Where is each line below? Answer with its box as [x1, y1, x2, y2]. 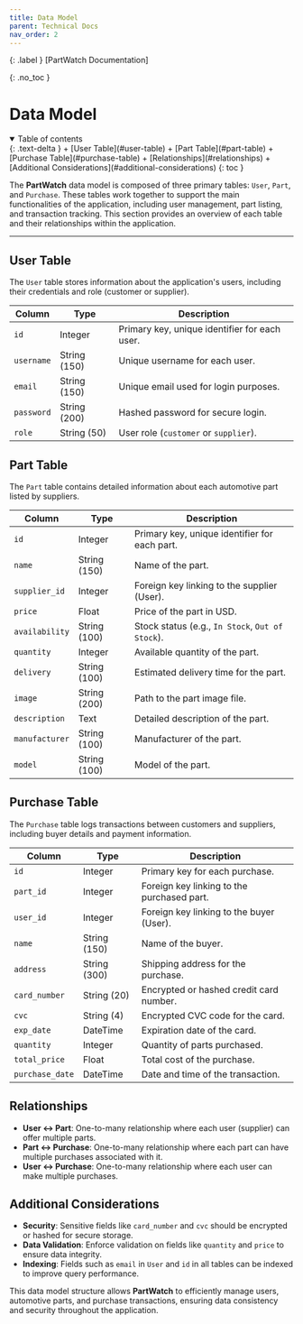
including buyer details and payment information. [9, 828, 192, 839]
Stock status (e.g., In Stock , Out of [133, 620, 283, 632]
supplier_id [14, 585, 66, 596]
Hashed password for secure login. [118, 407, 268, 419]
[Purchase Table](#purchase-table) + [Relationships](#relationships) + [9, 152, 271, 163]
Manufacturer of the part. [133, 732, 242, 745]
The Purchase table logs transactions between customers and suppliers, [9, 818, 276, 830]
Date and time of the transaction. [141, 1068, 280, 1080]
